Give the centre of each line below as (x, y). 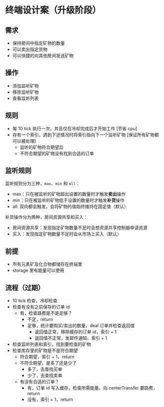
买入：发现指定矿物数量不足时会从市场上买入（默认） (67, 234)
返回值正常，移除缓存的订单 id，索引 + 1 (76, 332)
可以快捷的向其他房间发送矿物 (43, 56)
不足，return (40, 319)
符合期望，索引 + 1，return (47, 357)
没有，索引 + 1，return (50, 400)
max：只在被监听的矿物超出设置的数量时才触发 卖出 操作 (69, 194)
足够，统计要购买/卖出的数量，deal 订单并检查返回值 (81, 326)
